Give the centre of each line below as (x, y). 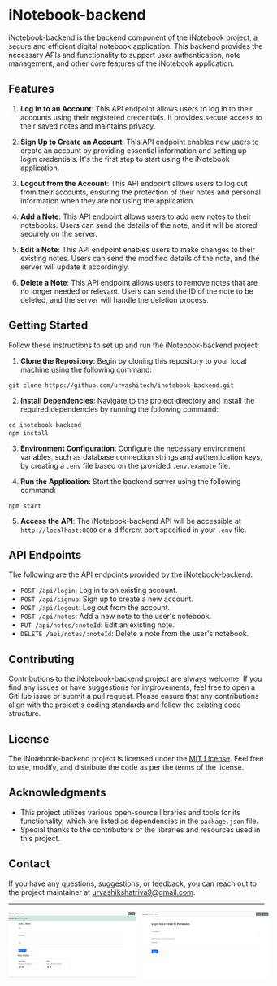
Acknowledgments (58, 793)
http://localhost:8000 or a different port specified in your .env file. (133, 530)
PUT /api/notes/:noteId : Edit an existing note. (97, 625)
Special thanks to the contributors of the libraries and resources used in (140, 829)
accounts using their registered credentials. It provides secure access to (141, 117)
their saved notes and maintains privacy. (88, 126)
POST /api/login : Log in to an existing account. (99, 591)
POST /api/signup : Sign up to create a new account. (106, 599)
